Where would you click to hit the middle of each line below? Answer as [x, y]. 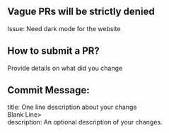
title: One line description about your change [72, 107]
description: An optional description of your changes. [85, 122]
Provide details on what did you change [65, 68]
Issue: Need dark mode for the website [64, 28]
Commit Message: [48, 90]
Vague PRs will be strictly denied [81, 12]
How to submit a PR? [54, 51]
